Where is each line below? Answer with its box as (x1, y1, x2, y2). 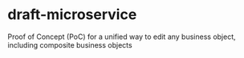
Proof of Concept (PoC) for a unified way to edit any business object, (7, 32, 236, 41)
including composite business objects (7, 40, 133, 49)
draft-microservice (7, 6, 137, 24)
